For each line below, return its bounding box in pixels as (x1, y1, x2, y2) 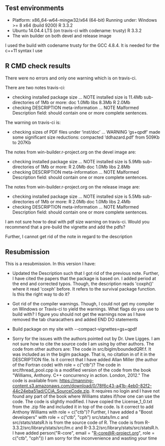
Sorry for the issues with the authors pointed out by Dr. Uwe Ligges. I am (12, 335, 160, 342)
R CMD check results (5, 62, 71, 71)
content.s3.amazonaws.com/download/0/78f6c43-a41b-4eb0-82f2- (12, 383, 152, 389)
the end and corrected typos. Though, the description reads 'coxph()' (12, 281, 154, 287)
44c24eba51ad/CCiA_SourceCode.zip (12, 388, 90, 394)
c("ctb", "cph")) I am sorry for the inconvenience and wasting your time (12, 435, 158, 441)
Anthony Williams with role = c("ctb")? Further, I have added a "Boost (12, 409, 153, 415)
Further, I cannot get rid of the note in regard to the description (5, 233, 133, 239)
